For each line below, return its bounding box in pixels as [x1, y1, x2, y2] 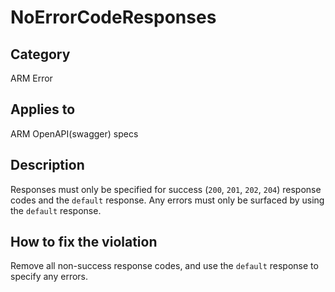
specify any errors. [10, 271, 89, 283]
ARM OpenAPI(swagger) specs [10, 127, 139, 140]
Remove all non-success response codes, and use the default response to [10, 260, 319, 272]
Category [10, 46, 71, 63]
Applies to [10, 101, 76, 118]
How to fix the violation [10, 234, 158, 251]
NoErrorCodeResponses [10, 6, 217, 29]
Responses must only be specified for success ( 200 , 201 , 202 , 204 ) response [10, 183, 322, 195]
